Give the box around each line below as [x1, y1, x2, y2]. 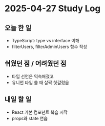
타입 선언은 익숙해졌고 [11, 73, 54, 79]
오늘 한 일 [4, 24, 32, 32]
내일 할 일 [4, 95, 32, 103]
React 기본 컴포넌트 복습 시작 [11, 109, 68, 115]
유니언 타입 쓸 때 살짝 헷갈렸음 [11, 79, 69, 85]
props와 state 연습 [11, 115, 48, 121]
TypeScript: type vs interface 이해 [11, 38, 80, 43]
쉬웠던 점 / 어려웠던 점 [4, 59, 66, 68]
